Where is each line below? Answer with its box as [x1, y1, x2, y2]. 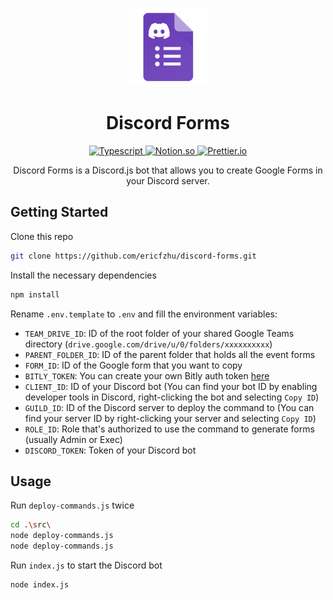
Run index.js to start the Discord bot [10, 559, 163, 571]
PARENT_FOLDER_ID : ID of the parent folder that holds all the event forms [24, 348, 316, 360]
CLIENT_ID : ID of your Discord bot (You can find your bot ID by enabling [24, 380, 318, 392]
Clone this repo [10, 230, 74, 242]
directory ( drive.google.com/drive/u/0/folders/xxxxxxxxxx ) [24, 338, 273, 350]
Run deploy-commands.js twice [10, 499, 135, 512]
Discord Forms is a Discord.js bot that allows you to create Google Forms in [13, 164, 323, 176]
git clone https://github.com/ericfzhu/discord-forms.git [10, 251, 257, 261]
